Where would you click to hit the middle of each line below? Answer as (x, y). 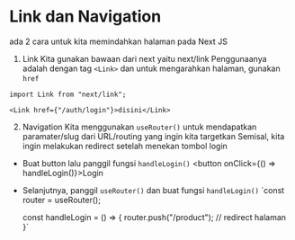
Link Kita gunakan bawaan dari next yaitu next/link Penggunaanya (144, 58)
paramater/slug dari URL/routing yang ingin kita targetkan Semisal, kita (153, 136)
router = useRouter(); (62, 200)
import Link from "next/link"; (68, 94)
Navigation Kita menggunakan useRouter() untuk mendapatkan (139, 127)
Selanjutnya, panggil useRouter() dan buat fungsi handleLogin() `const (153, 190)
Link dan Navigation (85, 17)
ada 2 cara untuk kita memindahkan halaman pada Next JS (118, 41)
